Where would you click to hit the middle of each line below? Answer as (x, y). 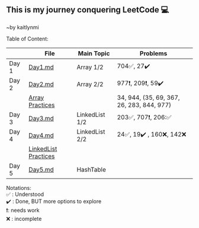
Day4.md (41, 135)
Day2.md (41, 84)
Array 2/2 (90, 84)
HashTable (92, 169)
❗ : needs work (23, 210)
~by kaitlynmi (23, 27)
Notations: (19, 188)
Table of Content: (27, 39)
